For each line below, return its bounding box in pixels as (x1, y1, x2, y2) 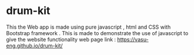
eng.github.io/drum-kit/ (6, 42, 63, 49)
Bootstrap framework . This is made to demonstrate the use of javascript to (6, 29, 189, 36)
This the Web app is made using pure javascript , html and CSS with (6, 23, 171, 30)
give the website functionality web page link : (6, 36, 116, 43)
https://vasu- (117, 36, 149, 43)
